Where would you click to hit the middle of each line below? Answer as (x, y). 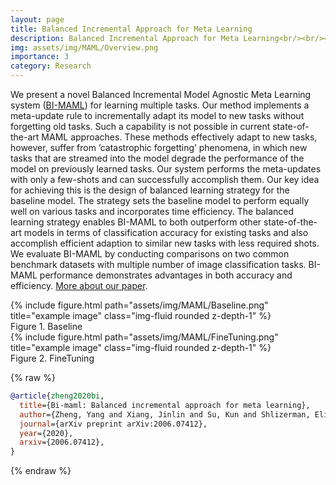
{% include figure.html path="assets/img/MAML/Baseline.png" (139, 305)
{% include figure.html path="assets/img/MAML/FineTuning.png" (144, 337)
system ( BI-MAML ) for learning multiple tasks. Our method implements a (160, 105)
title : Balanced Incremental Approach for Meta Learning (131, 29)
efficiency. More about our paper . (79, 285)
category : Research (51, 66)
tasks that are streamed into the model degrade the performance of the (157, 158)
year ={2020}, (46, 433)
